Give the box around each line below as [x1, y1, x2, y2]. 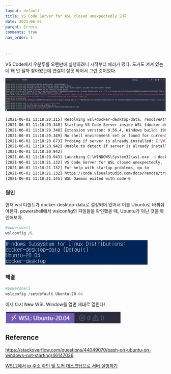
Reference [5, 333, 39, 342]
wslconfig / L [5, 230, 33, 235]
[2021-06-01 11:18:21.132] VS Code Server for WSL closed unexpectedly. [5, 160, 163, 165]
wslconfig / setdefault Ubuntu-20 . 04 [5, 291, 83, 297]
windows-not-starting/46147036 [5, 352, 74, 358]
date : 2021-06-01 [5, 19, 42, 24]
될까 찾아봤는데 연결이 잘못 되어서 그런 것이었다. [21, 67, 117, 73]
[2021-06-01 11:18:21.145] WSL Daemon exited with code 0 [5, 176, 131, 181]
